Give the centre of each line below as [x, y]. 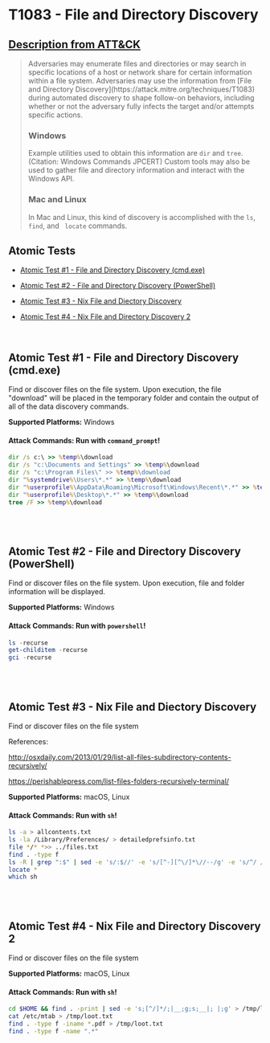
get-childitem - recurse [48, 650]
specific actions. [55, 115]
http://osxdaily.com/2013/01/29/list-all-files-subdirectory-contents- [120, 757]
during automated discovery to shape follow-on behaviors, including [141, 98]
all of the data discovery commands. [69, 406]
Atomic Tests [42, 251]
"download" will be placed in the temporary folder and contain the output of [134, 398]
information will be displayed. [57, 592]
